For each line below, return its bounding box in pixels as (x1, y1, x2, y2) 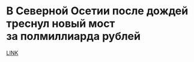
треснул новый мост (6, 17, 115, 30)
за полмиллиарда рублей (6, 30, 141, 43)
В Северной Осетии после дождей (6, 4, 189, 18)
